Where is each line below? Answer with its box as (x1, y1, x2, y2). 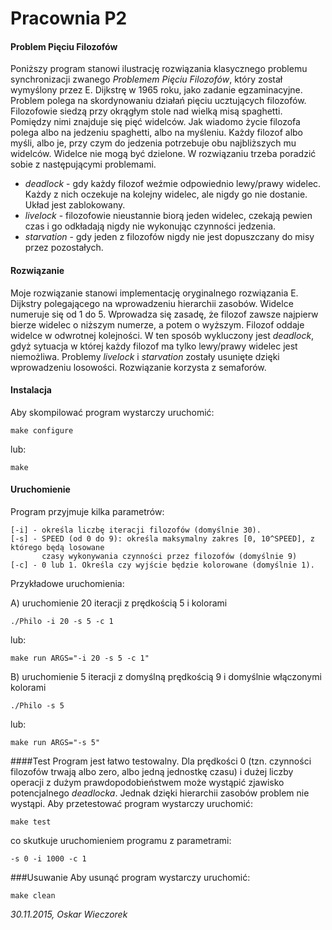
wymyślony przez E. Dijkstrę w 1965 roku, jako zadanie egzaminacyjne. (10, 84, 303, 96)
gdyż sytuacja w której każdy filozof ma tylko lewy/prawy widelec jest (10, 340, 298, 352)
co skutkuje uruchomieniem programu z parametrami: (10, 835, 232, 846)
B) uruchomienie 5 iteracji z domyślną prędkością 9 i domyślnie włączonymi (10, 671, 322, 682)
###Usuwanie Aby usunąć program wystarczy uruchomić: (10, 872, 251, 883)
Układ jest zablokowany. (24, 199, 126, 211)
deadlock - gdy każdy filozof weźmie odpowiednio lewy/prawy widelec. (24, 178, 322, 190)
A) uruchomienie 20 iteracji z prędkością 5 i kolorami (10, 597, 228, 609)
